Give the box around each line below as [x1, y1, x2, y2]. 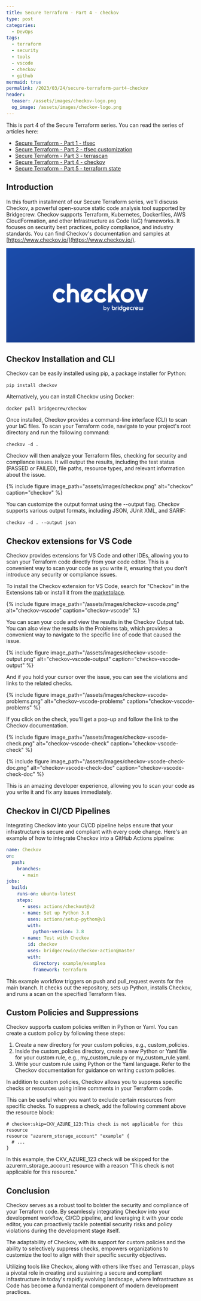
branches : [17, 866, 42, 872]
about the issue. [6, 471, 46, 479]
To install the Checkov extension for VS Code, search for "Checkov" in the [6, 583, 190, 590]
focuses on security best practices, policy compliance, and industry [6, 223, 173, 230]
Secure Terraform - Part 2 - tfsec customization [14, 145, 133, 153]
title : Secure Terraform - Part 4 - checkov [6, 10, 119, 16]
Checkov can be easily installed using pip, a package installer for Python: [6, 370, 187, 377]
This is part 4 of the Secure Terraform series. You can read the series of [6, 121, 184, 129]
